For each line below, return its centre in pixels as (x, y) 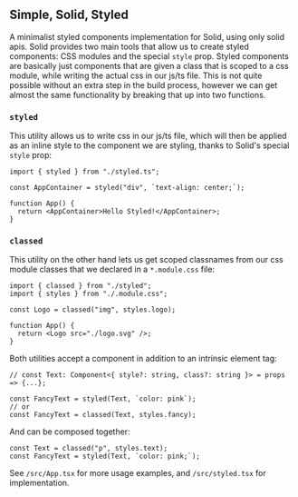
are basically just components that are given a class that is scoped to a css (149, 65)
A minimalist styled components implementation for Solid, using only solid (147, 36)
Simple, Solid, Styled (69, 15)
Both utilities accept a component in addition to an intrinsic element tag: (144, 359)
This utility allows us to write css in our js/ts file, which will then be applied (148, 136)
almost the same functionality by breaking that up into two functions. (138, 94)
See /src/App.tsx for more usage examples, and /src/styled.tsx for (138, 473)
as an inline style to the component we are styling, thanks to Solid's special (149, 145)
